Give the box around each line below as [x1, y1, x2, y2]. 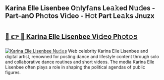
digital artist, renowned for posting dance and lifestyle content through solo [5, 54, 160, 59]
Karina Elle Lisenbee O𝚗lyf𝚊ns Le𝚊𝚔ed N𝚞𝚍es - [5, 4, 155, 12]
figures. [5, 70, 21, 75]
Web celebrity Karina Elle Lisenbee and [68, 48, 148, 54]
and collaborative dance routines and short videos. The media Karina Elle [5, 59, 155, 65]
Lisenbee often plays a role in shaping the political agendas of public [5, 64, 145, 70]
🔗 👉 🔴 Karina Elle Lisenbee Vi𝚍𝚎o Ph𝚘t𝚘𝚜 [5, 32, 138, 41]
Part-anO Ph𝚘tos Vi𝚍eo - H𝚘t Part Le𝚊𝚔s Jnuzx [5, 12, 155, 20]
